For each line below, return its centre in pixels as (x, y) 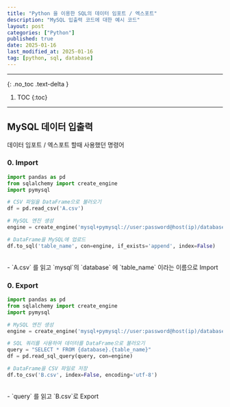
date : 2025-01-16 (32, 45)
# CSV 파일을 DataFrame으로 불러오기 (54, 202)
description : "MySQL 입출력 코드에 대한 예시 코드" (74, 20)
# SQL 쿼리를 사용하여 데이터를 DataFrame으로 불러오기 (76, 343)
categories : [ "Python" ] (41, 33)
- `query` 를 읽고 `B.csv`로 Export (53, 396)
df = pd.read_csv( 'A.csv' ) (46, 209)
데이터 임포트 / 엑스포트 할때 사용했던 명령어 (66, 145)
